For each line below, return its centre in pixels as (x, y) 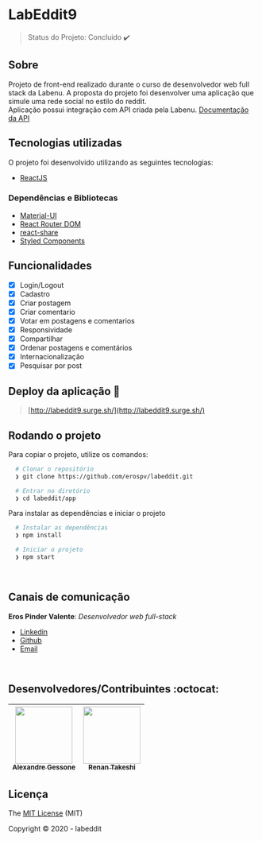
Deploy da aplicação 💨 (64, 391)
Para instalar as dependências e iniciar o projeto (87, 514)
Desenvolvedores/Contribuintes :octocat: (114, 689)
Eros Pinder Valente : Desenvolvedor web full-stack (92, 616)
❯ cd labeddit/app (46, 498)
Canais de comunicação (69, 597)
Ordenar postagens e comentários (76, 348)
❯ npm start (35, 557)
